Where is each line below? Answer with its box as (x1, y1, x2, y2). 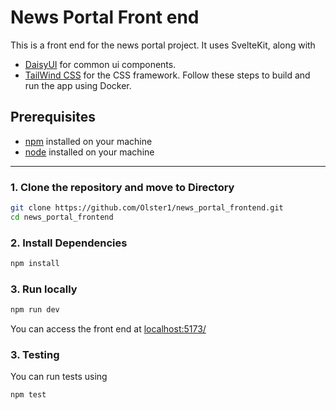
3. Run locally (10, 282, 78, 296)
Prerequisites (10, 109, 96, 126)
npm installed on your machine (24, 135, 153, 147)
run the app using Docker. (24, 79, 132, 91)
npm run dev (10, 305, 60, 315)
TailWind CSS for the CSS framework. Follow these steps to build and (24, 69, 311, 81)
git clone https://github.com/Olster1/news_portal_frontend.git (10, 203, 284, 213)
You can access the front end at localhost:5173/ (10, 323, 207, 335)
